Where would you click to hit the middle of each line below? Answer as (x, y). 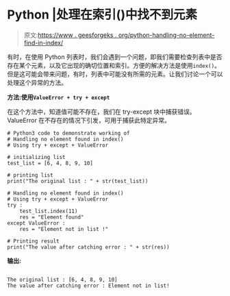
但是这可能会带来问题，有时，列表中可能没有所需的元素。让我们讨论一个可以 (115, 74)
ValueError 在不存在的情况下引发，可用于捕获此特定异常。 (89, 120)
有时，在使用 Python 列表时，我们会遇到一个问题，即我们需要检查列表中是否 (115, 57)
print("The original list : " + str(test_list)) (78, 181)
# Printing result (33, 241)
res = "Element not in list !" (64, 229)
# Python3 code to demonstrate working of (68, 133)
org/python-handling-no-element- (166, 35)
